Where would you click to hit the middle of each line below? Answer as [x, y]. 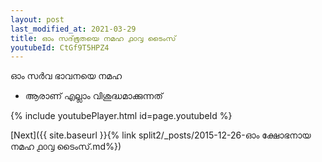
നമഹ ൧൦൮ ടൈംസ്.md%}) [66, 147]
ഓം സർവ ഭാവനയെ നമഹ [66, 76]
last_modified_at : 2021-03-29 [73, 29]
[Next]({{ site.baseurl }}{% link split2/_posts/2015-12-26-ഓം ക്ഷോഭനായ [161, 135]
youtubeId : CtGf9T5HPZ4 [60, 47]
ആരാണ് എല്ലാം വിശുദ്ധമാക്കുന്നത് [93, 96]
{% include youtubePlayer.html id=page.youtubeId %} [121, 116]
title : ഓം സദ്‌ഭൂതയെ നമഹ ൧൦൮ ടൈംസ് [93, 38]
